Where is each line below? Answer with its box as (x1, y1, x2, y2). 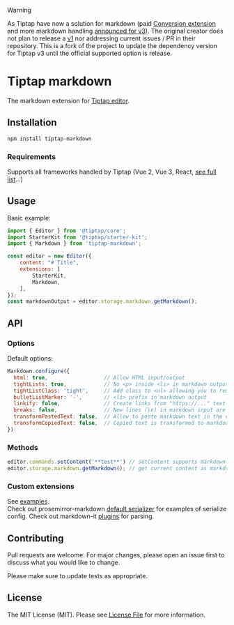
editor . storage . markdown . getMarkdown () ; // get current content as (7, 465, 208, 472)
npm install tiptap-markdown (7, 135, 92, 142)
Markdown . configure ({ (7, 368, 70, 375)
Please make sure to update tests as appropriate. (7, 571, 148, 580)
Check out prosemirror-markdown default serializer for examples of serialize (7, 505, 227, 513)
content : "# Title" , (19, 259, 79, 266)
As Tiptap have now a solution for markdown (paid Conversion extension (7, 20, 216, 27)
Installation (7, 116, 57, 128)
